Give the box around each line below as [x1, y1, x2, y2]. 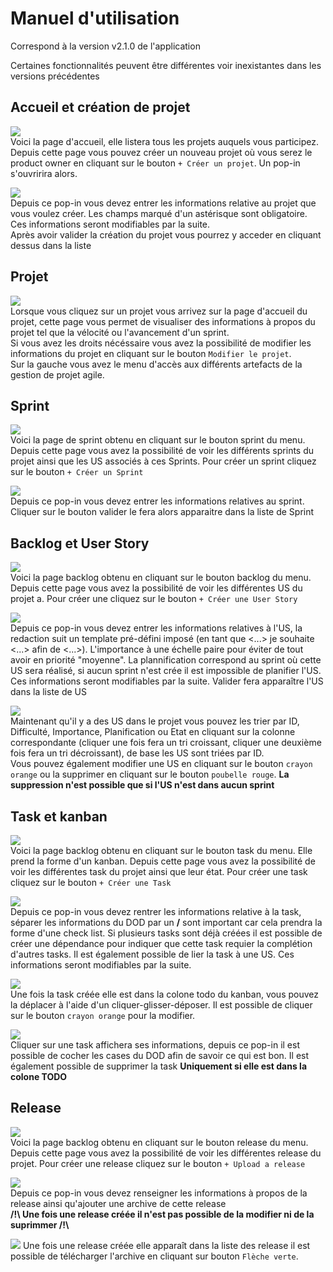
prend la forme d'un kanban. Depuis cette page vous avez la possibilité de [10, 855, 316, 867]
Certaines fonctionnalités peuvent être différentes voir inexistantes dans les [10, 59, 322, 71]
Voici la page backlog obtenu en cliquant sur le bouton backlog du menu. [10, 572, 312, 584]
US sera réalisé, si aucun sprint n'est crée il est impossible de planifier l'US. [10, 665, 322, 677]
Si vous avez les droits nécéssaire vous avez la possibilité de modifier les [10, 337, 312, 349]
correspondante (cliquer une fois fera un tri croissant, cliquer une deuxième [10, 737, 322, 749]
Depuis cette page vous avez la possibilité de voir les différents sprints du [10, 445, 315, 457]
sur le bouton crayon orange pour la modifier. [10, 1010, 196, 1021]
